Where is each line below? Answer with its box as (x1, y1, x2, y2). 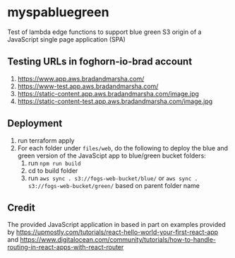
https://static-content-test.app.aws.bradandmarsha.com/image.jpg (17, 97, 213, 105)
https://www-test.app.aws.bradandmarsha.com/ (17, 82, 159, 90)
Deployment (7, 117, 63, 129)
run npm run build (28, 158, 81, 167)
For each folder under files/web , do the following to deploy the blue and (17, 143, 228, 152)
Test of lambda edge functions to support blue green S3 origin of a (7, 28, 202, 36)
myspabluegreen (7, 4, 109, 20)
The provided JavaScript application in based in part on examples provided (7, 221, 226, 229)
